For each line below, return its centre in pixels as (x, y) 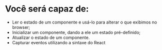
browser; (21, 27)
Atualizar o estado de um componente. (51, 37)
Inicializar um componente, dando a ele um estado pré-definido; (76, 32)
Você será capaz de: (47, 9)
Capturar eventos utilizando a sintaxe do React (59, 42)
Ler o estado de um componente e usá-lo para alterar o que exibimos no (85, 22)
